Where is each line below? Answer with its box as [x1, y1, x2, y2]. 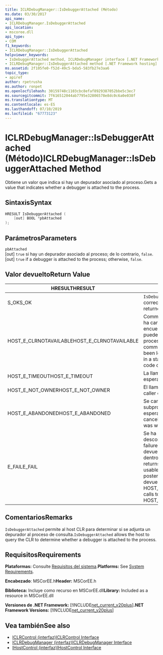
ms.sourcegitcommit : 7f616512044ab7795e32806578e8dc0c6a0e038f [5, 93, 136, 98]
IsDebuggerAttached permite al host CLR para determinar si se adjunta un [5, 526, 151, 532]
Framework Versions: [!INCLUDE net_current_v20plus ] [5, 607, 114, 613]
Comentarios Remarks [5, 513, 73, 522]
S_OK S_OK [7, 299, 32, 306]
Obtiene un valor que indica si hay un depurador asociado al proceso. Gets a [5, 179, 157, 185]
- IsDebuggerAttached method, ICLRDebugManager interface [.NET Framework [5, 57, 160, 62]
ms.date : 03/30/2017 [5, 12, 47, 17]
